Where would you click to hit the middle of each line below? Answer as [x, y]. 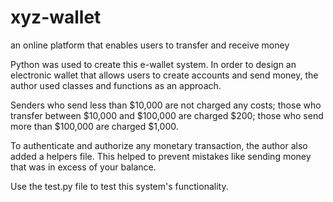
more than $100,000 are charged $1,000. [94, 126]
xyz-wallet [56, 17]
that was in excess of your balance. [83, 167]
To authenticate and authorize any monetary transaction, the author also [159, 145]
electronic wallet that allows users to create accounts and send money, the [164, 75]
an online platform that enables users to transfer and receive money [150, 45]
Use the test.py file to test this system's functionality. [119, 186]
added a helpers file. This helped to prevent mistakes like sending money [161, 156]
